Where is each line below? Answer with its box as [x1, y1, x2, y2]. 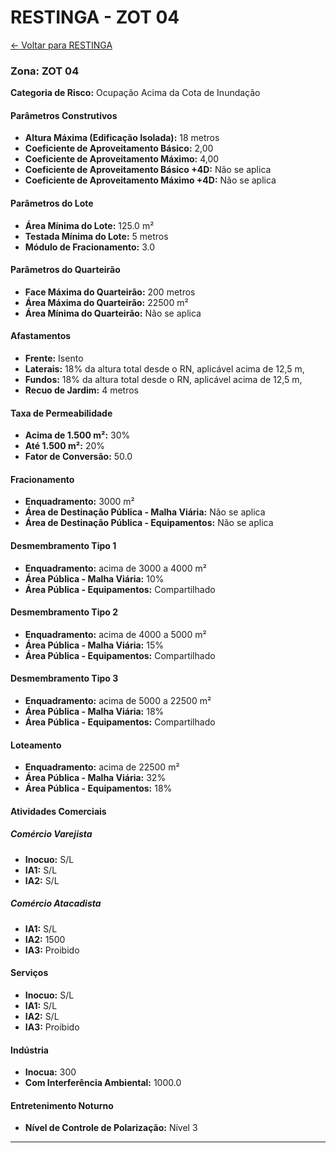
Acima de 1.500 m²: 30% [24, 429, 131, 441]
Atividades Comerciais [10, 805, 107, 817]
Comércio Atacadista [10, 897, 102, 910]
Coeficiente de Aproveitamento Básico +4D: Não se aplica [24, 164, 272, 176]
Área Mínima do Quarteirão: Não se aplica [24, 307, 202, 319]
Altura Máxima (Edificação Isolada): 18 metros [24, 132, 220, 144]
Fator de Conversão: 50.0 [24, 451, 133, 463]
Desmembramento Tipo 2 [10, 606, 119, 618]
